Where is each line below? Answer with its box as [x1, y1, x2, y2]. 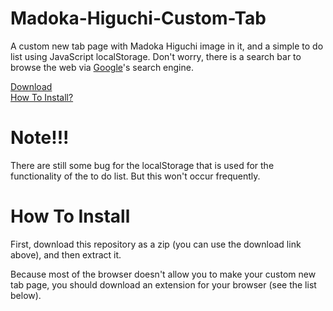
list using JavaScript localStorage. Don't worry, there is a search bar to [10, 50, 302, 62]
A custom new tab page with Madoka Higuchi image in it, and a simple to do [10, 40, 324, 52]
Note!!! [10, 127, 70, 149]
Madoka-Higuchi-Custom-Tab [10, 7, 267, 30]
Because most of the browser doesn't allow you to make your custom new [10, 268, 317, 280]
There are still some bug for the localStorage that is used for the [10, 159, 275, 171]
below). [10, 289, 42, 301]
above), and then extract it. [10, 248, 122, 261]
